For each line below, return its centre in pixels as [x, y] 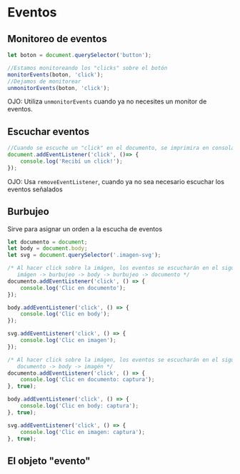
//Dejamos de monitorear [44, 81]
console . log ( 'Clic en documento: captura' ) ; [87, 380]
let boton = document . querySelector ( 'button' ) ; [80, 55]
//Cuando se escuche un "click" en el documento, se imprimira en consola [121, 148]
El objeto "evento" [49, 461]
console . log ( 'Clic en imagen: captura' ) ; [82, 432]
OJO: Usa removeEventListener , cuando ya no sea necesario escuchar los [116, 181]
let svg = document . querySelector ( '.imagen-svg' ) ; [84, 255]
